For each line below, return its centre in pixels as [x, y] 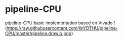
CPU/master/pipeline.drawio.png [38, 33]
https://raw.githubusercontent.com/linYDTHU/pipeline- [62, 28]
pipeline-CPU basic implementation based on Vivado [59, 23]
